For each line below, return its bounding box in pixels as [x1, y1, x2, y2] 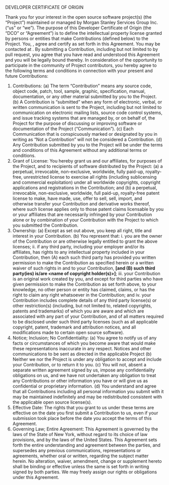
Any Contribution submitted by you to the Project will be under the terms [12, 142, 163, 148]
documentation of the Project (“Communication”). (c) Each [12, 126, 134, 132]
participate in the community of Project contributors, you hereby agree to [5, 63, 157, 68]
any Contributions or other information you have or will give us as [12, 378, 148, 384]
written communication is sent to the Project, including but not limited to [12, 104, 162, 110]
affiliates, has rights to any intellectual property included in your [12, 249, 145, 255]
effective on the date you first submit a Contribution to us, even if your [12, 410, 158, 416]
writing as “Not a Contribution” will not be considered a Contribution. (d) [12, 136, 162, 142]
